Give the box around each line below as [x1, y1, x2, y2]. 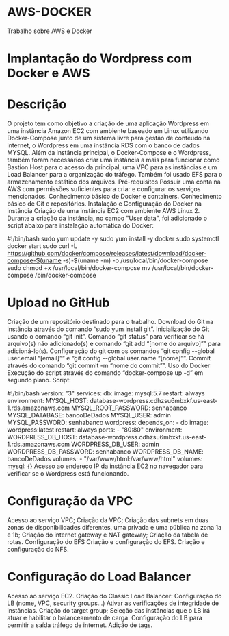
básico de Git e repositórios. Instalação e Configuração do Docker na [7, 199, 202, 208]
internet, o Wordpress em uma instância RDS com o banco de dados [7, 141, 200, 149]
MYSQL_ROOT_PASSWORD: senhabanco [71, 404, 187, 412]
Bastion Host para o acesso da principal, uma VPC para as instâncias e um [7, 163, 217, 171]
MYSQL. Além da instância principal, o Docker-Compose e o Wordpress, [7, 149, 211, 157]
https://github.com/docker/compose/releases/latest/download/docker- [7, 249, 207, 258]
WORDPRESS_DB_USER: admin [71, 440, 159, 448]
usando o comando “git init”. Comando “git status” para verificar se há [7, 332, 205, 340]
